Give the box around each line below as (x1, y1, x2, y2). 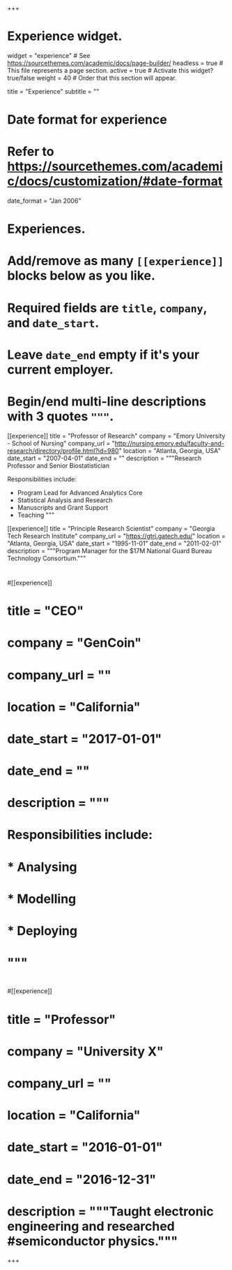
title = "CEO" (7, 603, 84, 619)
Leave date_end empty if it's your (7, 347, 200, 362)
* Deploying (7, 923, 78, 939)
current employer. (7, 362, 114, 378)
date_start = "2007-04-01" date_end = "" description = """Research (7, 454, 202, 462)
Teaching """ (17, 511, 54, 519)
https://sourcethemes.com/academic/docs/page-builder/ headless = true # (7, 59, 224, 67)
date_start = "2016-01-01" (7, 1139, 163, 1155)
